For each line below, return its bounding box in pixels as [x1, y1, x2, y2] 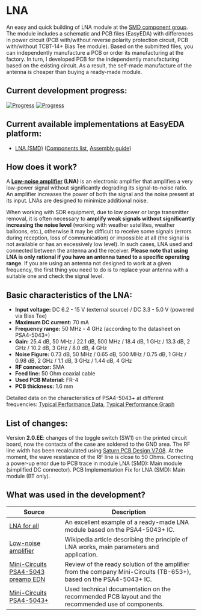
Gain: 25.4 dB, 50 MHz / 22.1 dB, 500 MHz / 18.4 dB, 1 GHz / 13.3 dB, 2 [14, 338, 191, 345]
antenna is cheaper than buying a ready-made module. [6, 68, 142, 75]
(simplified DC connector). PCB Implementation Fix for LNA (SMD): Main [6, 466, 185, 473]
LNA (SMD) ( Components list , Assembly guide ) [14, 144, 132, 152]
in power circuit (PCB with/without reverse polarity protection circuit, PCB [6, 36, 188, 43]
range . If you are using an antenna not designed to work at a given [6, 260, 171, 267]
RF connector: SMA [14, 363, 65, 371]
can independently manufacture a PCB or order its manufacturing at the [6, 49, 184, 56]
